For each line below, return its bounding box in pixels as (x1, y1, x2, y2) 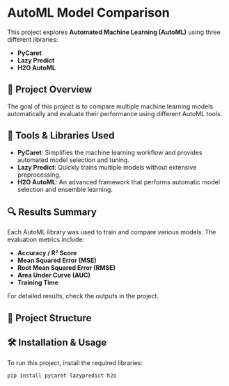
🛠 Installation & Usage (7, 337, 107, 348)
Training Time (17, 278, 59, 287)
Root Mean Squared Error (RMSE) (17, 264, 116, 272)
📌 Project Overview (7, 83, 93, 95)
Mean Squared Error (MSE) (17, 256, 97, 265)
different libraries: (7, 35, 58, 43)
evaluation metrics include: (7, 235, 85, 244)
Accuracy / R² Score (17, 249, 77, 257)
